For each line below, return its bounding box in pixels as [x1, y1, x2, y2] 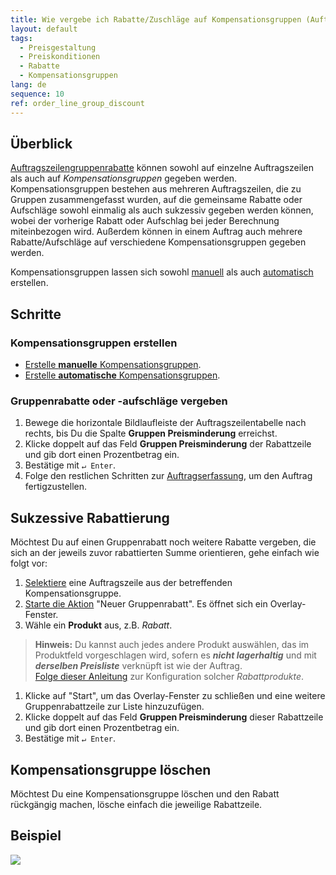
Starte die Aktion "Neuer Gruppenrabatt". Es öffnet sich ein [24, 598, 268, 610]
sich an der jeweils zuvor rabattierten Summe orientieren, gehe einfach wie [10, 547, 320, 559]
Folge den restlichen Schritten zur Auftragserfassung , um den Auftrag [24, 470, 313, 482]
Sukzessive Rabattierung [10, 509, 170, 526]
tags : [10, 33, 33, 43]
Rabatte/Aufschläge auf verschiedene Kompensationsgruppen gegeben [10, 236, 307, 248]
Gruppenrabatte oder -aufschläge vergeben [10, 394, 228, 408]
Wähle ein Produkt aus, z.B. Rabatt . [24, 619, 173, 631]
